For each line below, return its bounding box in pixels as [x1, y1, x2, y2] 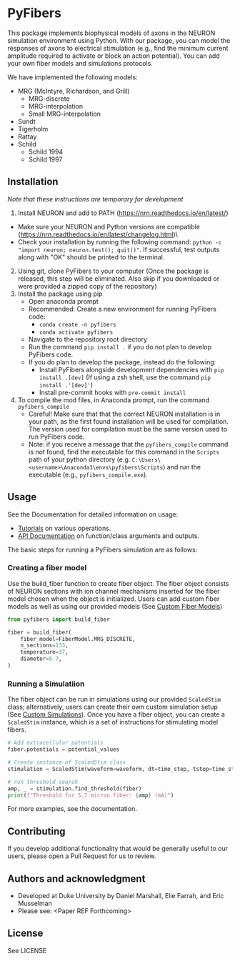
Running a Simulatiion [7, 679, 85, 689]
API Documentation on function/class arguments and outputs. [17, 531, 200, 540]
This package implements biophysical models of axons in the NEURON [7, 29, 216, 37]
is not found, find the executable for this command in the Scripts [28, 447, 220, 456]
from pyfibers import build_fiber [7, 616, 111, 623]
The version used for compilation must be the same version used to [28, 424, 227, 433]
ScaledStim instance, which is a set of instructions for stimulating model [7, 718, 219, 727]
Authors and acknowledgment [7, 872, 146, 885]
